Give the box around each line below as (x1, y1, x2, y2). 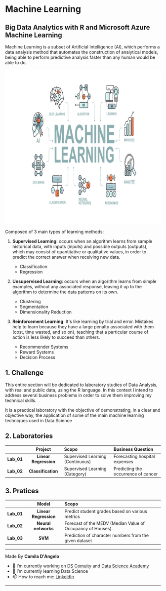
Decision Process (19, 355, 55, 360)
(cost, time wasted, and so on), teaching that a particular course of (12, 329, 149, 335)
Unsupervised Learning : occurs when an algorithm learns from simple (12, 278, 157, 284)
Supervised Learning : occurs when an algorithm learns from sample (12, 238, 153, 244)
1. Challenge (5, 369, 43, 377)
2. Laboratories (5, 432, 53, 440)
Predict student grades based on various (64, 508, 147, 514)
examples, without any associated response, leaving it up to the (12, 284, 142, 289)
